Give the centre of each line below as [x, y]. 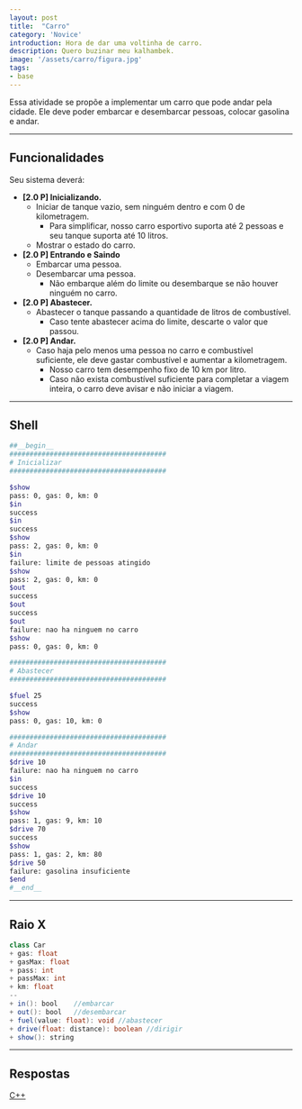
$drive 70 [28, 830]
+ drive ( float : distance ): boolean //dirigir [96, 1029]
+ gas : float [34, 953]
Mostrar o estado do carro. [86, 245]
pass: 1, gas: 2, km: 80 [56, 854]
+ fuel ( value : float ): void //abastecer [86, 1020]
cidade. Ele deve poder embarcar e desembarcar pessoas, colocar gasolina [149, 111]
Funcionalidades [57, 158]
